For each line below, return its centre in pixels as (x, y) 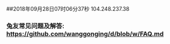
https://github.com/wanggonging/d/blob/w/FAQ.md (85, 34)
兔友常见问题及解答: (36, 26)
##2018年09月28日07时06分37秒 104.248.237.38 (68, 9)
